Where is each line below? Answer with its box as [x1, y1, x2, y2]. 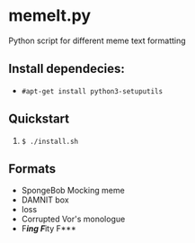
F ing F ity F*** [21, 223, 77, 234]
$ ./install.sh [21, 137, 79, 146]
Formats [8, 161, 56, 176]
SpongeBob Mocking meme [21, 185, 125, 196]
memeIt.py [8, 5, 92, 26]
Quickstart [8, 112, 70, 127]
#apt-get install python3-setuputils [21, 86, 164, 95]
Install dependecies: [8, 61, 125, 76]
